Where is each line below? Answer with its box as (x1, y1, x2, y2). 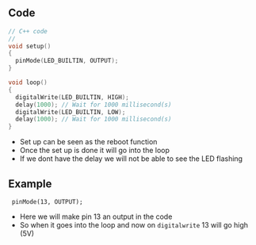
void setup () (8, 42, 52, 50)
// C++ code (8, 27, 48, 35)
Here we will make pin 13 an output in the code (19, 212, 173, 221)
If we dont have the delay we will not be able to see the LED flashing (19, 154, 243, 163)
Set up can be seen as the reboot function (19, 137, 158, 147)
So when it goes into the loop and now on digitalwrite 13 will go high (19, 220, 248, 229)
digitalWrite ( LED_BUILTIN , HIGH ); (15, 93, 129, 101)
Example (8, 177, 52, 190)
